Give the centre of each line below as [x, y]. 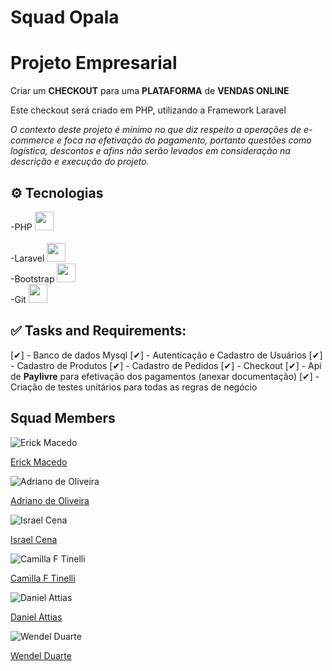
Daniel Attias [36, 617]
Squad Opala [65, 17]
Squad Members [63, 418]
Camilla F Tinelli [43, 578]
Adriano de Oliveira [50, 500]
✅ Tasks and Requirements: [98, 331]
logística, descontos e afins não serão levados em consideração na [150, 151]
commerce [32, 140]
